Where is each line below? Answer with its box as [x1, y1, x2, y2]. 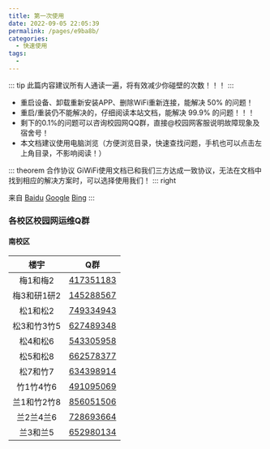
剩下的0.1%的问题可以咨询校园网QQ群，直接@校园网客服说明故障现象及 [19, 118, 260, 127]
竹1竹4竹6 [16, 382, 58, 392]
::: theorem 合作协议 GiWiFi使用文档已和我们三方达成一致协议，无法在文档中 [8, 165, 262, 175]
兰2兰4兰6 [16, 412, 58, 422]
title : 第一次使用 [8, 11, 65, 20]
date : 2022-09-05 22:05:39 [8, 19, 100, 28]
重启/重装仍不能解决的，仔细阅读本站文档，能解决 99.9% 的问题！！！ [19, 107, 255, 118]
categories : [8, 34, 49, 43]
